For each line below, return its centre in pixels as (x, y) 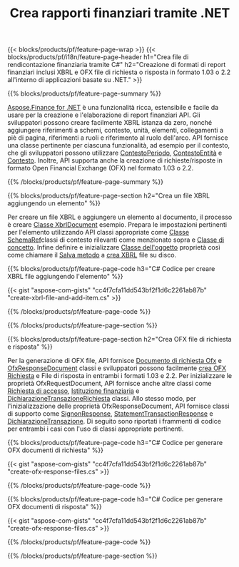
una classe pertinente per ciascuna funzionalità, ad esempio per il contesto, (119, 145)
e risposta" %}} (30, 347)
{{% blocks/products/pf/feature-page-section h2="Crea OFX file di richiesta (119, 339)
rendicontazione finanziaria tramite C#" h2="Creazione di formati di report (117, 65)
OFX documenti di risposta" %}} (55, 507)
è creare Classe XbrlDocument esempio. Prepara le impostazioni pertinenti (117, 225)
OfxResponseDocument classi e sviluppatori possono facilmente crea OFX (117, 368)
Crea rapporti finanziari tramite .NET (120, 13)
